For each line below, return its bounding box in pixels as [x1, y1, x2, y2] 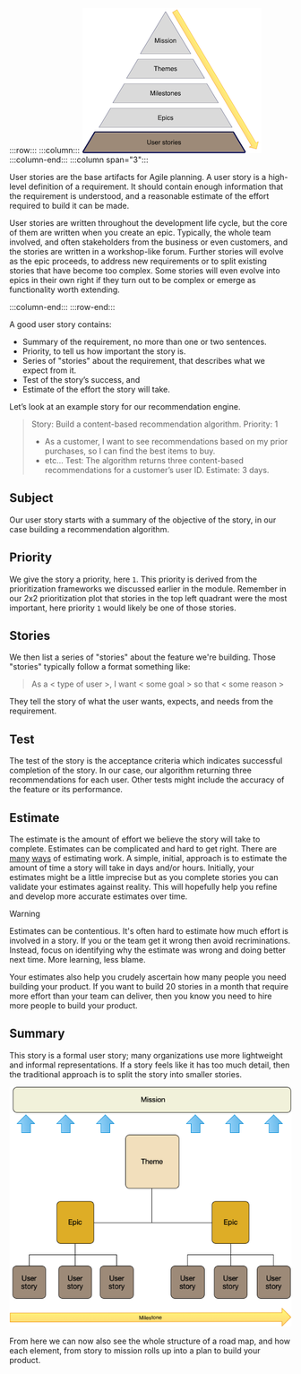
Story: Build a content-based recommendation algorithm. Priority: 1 [30, 419, 279, 429]
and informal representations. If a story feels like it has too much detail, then [9, 1059, 290, 1070]
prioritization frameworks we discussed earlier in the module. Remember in [9, 583, 287, 594]
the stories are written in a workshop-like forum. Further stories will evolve [9, 246, 284, 256]
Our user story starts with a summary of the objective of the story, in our [9, 514, 277, 525]
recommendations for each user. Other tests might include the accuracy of [9, 774, 285, 785]
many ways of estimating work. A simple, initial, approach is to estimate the [9, 853, 288, 864]
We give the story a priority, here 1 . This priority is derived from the [9, 574, 258, 584]
